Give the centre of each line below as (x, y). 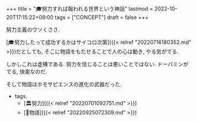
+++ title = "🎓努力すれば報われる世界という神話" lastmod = (80, 9)
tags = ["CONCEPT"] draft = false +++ (102, 17)
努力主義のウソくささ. (33, 29)
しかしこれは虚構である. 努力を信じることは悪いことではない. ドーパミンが (97, 64)
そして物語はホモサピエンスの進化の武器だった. (64, 84)
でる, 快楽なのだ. (27, 71)
